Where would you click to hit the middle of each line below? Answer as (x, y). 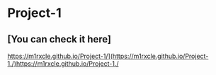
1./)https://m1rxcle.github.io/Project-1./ (63, 64)
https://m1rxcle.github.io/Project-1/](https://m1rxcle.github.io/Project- (108, 56)
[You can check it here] (59, 39)
